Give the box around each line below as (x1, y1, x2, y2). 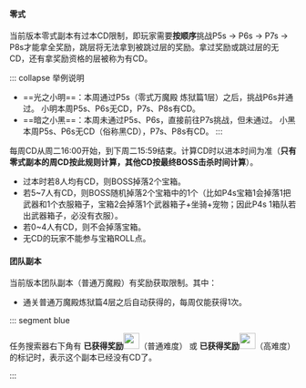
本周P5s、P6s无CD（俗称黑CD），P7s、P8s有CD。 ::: (22, 126, 223, 137)
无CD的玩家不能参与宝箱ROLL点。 (22, 233, 151, 244)
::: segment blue (9, 315, 70, 326)
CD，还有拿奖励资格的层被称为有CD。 (9, 53, 153, 64)
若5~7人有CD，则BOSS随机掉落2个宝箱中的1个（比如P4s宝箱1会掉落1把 (22, 188, 291, 199)
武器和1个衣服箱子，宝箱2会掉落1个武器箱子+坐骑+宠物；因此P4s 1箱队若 (22, 199, 297, 209)
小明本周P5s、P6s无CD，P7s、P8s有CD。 (40, 103, 200, 114)
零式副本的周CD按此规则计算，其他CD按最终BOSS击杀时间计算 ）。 (9, 157, 259, 168)
